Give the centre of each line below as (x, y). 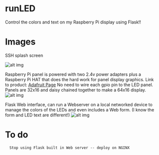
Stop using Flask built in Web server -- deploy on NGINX (70, 148)
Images (20, 42)
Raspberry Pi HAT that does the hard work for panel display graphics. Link (79, 79)
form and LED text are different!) (38, 115)
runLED (20, 9)
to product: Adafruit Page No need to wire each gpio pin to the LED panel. (79, 85)
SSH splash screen (24, 55)
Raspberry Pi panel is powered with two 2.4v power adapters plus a (73, 74)
